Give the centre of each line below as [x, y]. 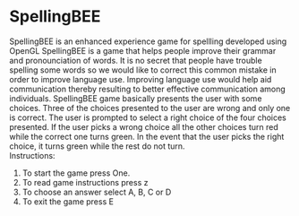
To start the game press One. [76, 173]
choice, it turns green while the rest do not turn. [97, 146]
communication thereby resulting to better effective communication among [148, 89]
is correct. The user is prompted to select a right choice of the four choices [148, 117]
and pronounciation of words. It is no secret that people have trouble [136, 60]
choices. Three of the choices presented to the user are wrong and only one [150, 108]
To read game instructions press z [85, 182]
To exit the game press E [68, 201]
